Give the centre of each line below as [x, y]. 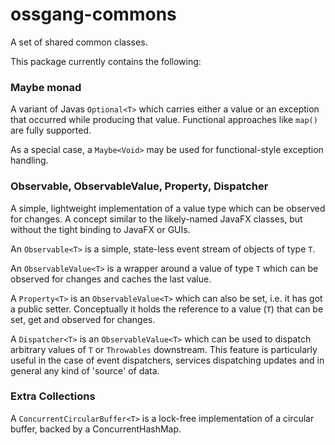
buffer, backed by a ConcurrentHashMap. [96, 429]
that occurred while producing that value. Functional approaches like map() [164, 120]
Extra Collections [53, 396]
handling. [29, 160]
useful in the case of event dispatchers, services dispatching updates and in [167, 360]
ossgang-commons [93, 14]
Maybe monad [46, 87]
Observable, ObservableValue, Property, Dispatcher [139, 186]
